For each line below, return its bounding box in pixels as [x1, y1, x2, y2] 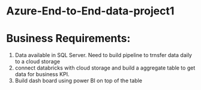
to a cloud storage [14, 58, 61, 65]
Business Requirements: [6, 32, 131, 46]
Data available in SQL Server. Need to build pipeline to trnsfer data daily [14, 52, 192, 59]
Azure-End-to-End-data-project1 [6, 4, 175, 18]
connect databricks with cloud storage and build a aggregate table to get [14, 64, 196, 71]
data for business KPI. [14, 71, 70, 78]
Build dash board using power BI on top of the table [14, 77, 143, 85]
